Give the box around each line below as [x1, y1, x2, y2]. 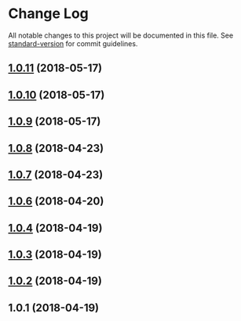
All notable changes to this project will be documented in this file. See [8, 31, 234, 40]
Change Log [8, 5, 89, 23]
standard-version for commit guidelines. [8, 38, 138, 48]
